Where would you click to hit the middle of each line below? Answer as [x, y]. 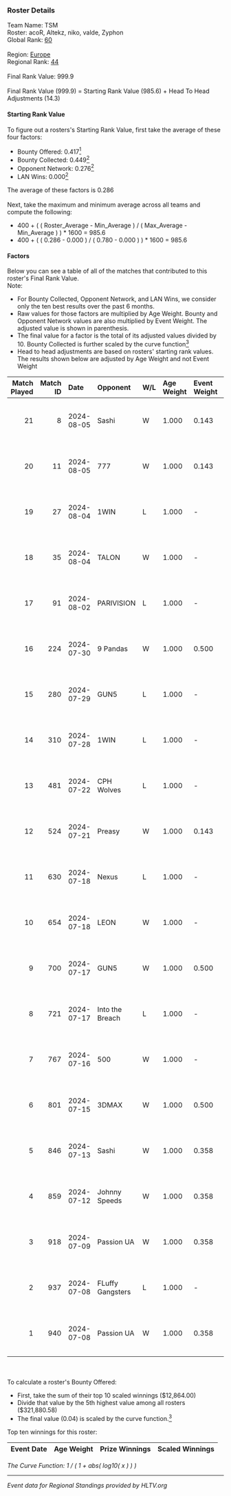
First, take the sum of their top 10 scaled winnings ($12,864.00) [107, 1395]
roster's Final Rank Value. [43, 278]
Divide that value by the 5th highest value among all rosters [101, 1402]
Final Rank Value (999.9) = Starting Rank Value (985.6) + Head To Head [108, 91]
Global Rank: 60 [30, 40]
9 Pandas [113, 648]
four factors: [25, 137]
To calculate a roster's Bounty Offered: [62, 1382]
